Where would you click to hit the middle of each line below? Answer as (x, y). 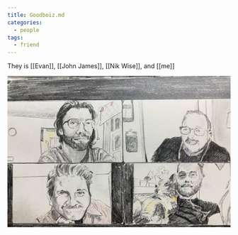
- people (27, 30)
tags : (15, 38)
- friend (27, 45)
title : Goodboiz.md (36, 15)
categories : (25, 22)
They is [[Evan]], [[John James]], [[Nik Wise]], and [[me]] (91, 66)
